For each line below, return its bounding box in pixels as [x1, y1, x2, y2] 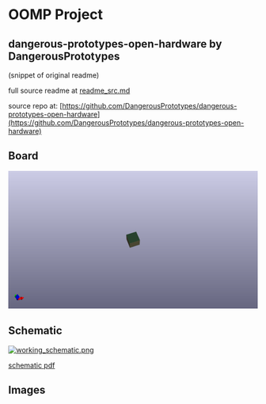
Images [8, 383, 46, 397]
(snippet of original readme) [8, 71, 100, 80]
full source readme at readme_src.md [8, 86, 131, 95]
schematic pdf [8, 360, 55, 370]
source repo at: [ [8, 101, 63, 110]
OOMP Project [8, 6, 104, 24]
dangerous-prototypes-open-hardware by [8, 37, 222, 51]
